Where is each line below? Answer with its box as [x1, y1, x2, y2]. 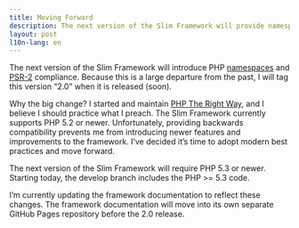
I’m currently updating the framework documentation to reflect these [9, 190, 261, 200]
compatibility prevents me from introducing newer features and [9, 126, 241, 138]
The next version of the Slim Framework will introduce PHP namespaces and [9, 62, 290, 73]
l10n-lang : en [9, 37, 62, 47]
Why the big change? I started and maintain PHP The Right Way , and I [9, 99, 264, 110]
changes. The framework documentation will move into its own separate [9, 199, 274, 210]
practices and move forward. [9, 146, 116, 157]
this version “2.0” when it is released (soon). [9, 81, 172, 92]
